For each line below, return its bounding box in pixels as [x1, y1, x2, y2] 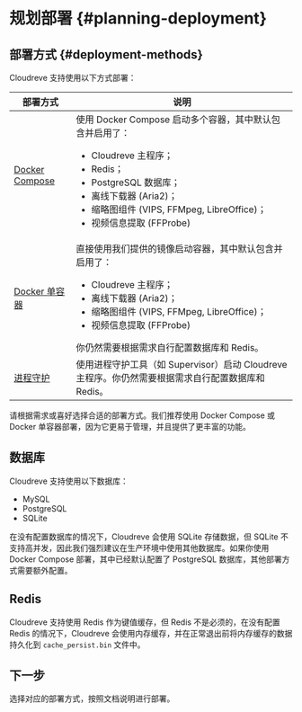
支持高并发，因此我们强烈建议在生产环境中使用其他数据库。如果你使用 [9, 542, 270, 553]
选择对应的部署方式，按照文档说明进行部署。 [9, 693, 175, 704]
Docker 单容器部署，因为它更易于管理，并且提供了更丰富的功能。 [9, 422, 252, 432]
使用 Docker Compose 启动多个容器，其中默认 [75, 113, 271, 126]
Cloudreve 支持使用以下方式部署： [9, 73, 137, 83]
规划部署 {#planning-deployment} [9, 8, 268, 29]
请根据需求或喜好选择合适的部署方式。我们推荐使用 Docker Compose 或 [9, 410, 276, 421]
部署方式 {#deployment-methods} [9, 47, 204, 62]
